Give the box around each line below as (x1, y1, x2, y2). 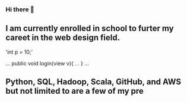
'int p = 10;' (5, 48, 33, 55)
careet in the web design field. (5, 32, 120, 43)
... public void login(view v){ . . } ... (5, 60, 90, 67)
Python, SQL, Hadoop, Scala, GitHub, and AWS (5, 77, 182, 87)
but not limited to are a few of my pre (5, 86, 144, 96)
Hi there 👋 (5, 5, 35, 14)
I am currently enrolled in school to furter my (5, 24, 174, 34)
